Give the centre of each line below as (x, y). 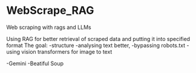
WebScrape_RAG (50, 11)
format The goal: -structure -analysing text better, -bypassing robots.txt (96, 45)
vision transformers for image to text (67, 51)
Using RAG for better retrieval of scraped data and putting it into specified (98, 39)
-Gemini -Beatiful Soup (35, 63)
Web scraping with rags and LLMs (49, 27)
